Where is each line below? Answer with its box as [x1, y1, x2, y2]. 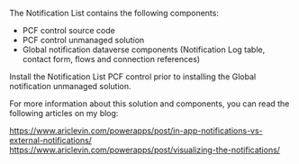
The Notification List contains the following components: [9, 8, 219, 18]
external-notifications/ [9, 135, 93, 145]
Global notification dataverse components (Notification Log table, [22, 44, 266, 55]
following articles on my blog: [9, 108, 119, 118]
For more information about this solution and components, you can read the [9, 98, 290, 109]
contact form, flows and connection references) [22, 54, 201, 64]
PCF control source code [22, 25, 115, 35]
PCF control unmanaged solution [22, 35, 145, 45]
